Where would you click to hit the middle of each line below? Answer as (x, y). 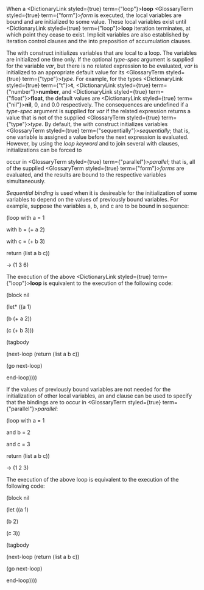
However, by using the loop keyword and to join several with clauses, (93, 143)
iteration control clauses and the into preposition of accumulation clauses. (99, 41)
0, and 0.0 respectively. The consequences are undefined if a (111, 105)
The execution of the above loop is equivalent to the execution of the (93, 479)
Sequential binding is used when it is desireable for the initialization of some (102, 193)
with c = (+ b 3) (26, 241)
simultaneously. (26, 181)
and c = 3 (18, 444)
